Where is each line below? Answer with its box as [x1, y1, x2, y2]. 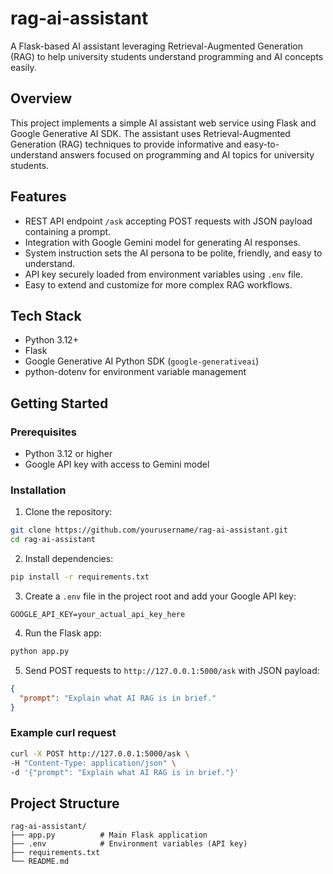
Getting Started [10, 395, 109, 412]
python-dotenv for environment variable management [24, 366, 247, 378]
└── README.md [10, 857, 70, 867]
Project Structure [10, 795, 120, 812]
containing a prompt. [24, 225, 112, 237]
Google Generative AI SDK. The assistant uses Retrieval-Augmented [10, 127, 291, 139]
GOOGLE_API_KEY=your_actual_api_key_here [10, 609, 186, 619]
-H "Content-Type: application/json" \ [10, 758, 177, 768]
